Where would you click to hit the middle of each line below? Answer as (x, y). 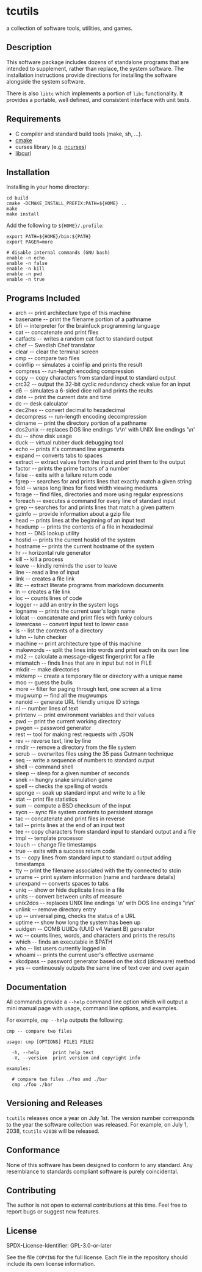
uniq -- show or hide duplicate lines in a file (70, 890)
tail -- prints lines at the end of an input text (70, 825)
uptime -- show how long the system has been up (78, 922)
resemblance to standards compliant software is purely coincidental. (92, 1171)
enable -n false (27, 264)
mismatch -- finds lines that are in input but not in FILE (84, 663)
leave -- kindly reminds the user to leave (66, 566)
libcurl (23, 153)
